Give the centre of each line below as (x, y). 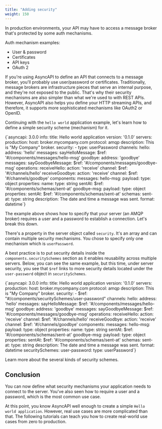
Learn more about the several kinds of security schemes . (62, 360)
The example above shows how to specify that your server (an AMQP (74, 213)
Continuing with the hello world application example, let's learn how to (76, 122)
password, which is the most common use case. (53, 397)
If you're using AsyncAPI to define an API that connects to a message (74, 77)
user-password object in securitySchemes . (46, 274)
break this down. (22, 223)
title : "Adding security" (31, 9)
